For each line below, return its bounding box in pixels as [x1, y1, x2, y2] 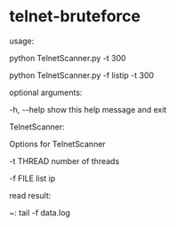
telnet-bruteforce [9, 6, 140, 27]
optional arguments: [9, 87, 83, 98]
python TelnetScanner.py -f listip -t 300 [9, 69, 155, 81]
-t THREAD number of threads [9, 155, 120, 166]
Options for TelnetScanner [9, 138, 107, 149]
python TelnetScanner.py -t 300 [9, 52, 126, 63]
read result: [9, 190, 52, 200]
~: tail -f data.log [9, 207, 71, 218]
